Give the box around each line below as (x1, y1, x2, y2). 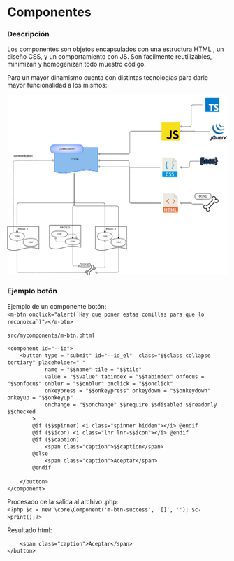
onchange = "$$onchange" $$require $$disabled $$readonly (44, 401, 217, 408)
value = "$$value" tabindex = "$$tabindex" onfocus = (44, 373, 205, 380)
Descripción (7, 29, 50, 39)
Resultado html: (7, 526, 52, 534)
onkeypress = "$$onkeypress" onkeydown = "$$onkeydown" (44, 387, 211, 394)
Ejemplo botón (7, 286, 58, 296)
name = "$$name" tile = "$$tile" (44, 366, 142, 373)
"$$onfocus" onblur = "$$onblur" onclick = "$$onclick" (7, 380, 173, 387)
